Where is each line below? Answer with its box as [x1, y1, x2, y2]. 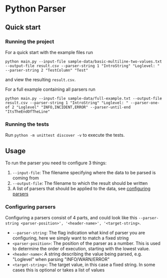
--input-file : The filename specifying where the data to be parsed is [12, 169, 156, 175]
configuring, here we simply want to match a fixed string [12, 235, 129, 241]
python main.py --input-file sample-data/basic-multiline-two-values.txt [5, 59, 162, 64]
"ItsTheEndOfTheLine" [5, 109, 50, 114]
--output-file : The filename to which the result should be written [12, 180, 148, 186]
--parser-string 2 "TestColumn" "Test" [5, 68, 88, 73]
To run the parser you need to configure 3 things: [5, 160, 107, 166]
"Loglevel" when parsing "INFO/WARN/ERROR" [12, 256, 110, 262]
